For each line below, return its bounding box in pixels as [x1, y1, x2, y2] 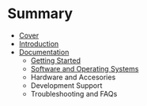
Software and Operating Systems [30, 64, 139, 73]
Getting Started [30, 56, 81, 65]
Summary [7, 5, 73, 23]
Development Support [30, 80, 103, 90]
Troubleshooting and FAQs [30, 89, 118, 98]
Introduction [18, 38, 59, 48]
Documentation [18, 47, 70, 57]
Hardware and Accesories [30, 72, 116, 82]
